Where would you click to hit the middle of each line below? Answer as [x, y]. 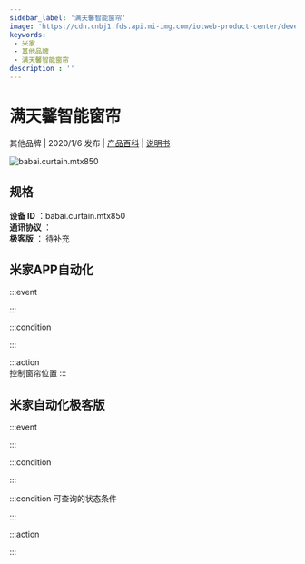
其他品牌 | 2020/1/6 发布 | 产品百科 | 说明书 [90, 143]
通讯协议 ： [30, 227]
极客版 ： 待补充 [39, 238]
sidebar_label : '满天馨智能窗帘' [68, 18]
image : [22, 26]
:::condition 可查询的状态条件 [64, 499]
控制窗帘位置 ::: [38, 373]
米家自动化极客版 [57, 405]
